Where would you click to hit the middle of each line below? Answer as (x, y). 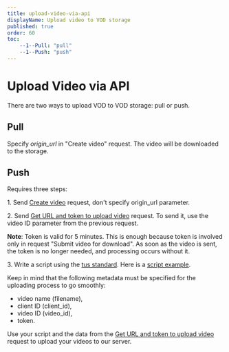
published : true (30, 26)
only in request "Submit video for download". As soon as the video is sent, (112, 244)
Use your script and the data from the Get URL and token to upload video (111, 334)
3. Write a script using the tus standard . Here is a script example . (99, 265)
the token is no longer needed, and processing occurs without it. (99, 251)
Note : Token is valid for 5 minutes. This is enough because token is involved (115, 237)
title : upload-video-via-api (49, 13)
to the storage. (28, 151)
